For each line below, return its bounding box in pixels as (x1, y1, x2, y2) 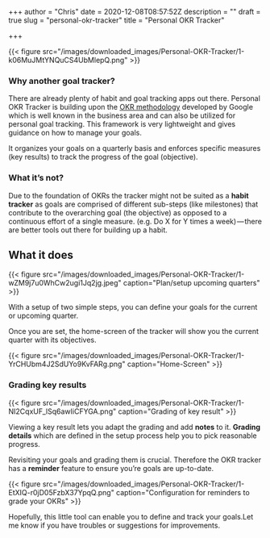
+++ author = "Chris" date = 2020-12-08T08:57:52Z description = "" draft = (8, 7, 261, 16)
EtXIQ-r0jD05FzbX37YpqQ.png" (8, 487, 114, 497)
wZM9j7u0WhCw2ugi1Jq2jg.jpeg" (8, 278, 123, 288)
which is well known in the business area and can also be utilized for (8, 111, 236, 120)
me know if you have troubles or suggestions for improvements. (8, 520, 220, 530)
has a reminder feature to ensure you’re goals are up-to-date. (8, 463, 214, 473)
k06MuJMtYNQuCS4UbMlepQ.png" (8, 56, 128, 65)
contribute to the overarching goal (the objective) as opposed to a (8, 207, 227, 217)
